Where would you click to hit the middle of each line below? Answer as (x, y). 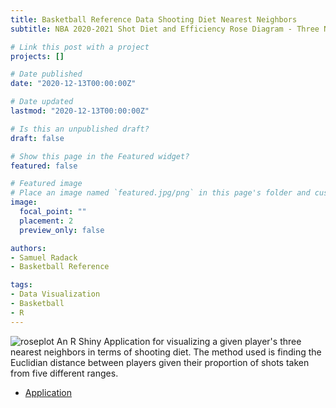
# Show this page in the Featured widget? (100, 156)
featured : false (44, 166)
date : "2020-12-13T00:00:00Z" (73, 84)
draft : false (37, 138)
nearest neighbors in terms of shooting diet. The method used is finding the (166, 352)
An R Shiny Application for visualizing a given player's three (179, 341)
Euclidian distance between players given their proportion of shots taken (160, 362)
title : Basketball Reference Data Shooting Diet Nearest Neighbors (154, 19)
